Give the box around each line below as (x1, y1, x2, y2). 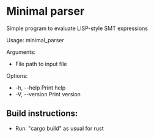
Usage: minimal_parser (6, 36, 64, 44)
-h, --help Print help (15, 84, 66, 91)
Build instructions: (6, 109, 78, 119)
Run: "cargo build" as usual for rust (15, 125, 104, 132)
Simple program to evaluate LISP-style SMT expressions (6, 25, 148, 32)
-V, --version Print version (15, 90, 81, 98)
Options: (6, 72, 28, 79)
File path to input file (15, 60, 67, 67)
